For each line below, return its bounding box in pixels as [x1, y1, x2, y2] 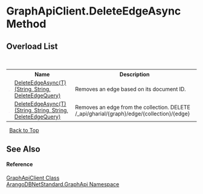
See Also [6, 144, 40, 154]
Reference [6, 161, 33, 168]
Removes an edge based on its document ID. [75, 85, 186, 92]
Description [120, 71, 150, 78]
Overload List [6, 41, 58, 51]
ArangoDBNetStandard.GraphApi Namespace [6, 181, 120, 188]
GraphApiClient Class [6, 174, 60, 182]
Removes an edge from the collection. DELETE [75, 103, 190, 111]
